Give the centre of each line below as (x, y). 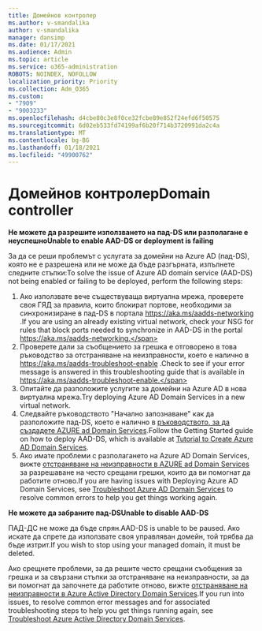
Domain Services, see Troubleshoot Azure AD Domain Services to (126, 489)
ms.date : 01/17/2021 (42, 45)
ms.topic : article (38, 60)
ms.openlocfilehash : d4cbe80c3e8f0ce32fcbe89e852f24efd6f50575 (114, 118)
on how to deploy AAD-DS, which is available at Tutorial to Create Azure (136, 439)
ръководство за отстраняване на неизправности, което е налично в (134, 355)
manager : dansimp (37, 37)
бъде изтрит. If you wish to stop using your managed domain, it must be (124, 545)
